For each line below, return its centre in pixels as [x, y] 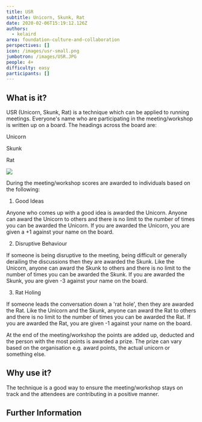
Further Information [44, 413]
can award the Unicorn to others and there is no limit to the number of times [100, 219]
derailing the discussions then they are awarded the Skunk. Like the [90, 262]
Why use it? [29, 373]
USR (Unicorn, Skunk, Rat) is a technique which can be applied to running [98, 113]
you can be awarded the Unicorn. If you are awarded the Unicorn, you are [98, 226]
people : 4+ [20, 62]
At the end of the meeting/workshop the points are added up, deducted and [100, 335]
